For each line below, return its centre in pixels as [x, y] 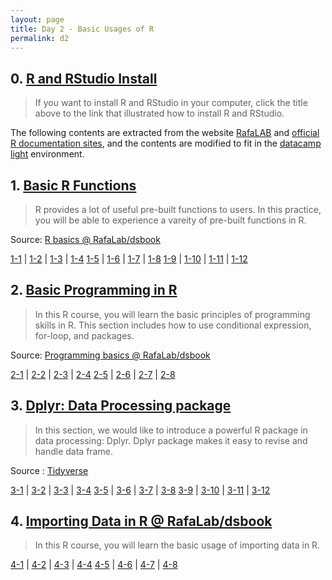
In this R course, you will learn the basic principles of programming [172, 314]
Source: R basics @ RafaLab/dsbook [85, 239]
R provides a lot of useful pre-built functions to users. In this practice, [178, 209]
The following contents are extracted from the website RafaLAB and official [165, 133]
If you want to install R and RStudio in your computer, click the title [171, 103]
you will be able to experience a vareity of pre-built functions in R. [170, 220]
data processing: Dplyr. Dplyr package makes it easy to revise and [171, 440]
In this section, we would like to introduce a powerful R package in [171, 430]
